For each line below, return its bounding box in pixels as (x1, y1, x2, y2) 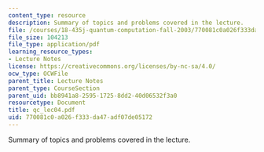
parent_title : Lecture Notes (8, 77, 104, 85)
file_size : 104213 (8, 33, 68, 42)
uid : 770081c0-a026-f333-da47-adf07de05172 (8, 114, 153, 121)
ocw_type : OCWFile (8, 70, 68, 78)
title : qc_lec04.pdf (8, 107, 76, 114)
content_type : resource (8, 11, 86, 20)
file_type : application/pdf (8, 41, 101, 49)
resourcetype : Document (8, 99, 86, 107)
